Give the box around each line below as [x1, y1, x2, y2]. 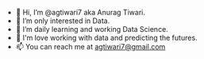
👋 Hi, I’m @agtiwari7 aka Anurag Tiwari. [15, 8, 145, 17]
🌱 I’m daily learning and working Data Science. [15, 25, 168, 33]
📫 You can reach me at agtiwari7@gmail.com [15, 42, 166, 51]
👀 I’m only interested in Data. [15, 16, 110, 26]
